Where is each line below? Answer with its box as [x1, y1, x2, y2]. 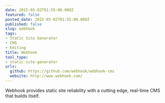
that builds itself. [5, 92, 40, 99]
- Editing [5, 45, 26, 50]
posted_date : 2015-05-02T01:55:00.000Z [5, 17, 90, 22]
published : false [5, 21, 42, 27]
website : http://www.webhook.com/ [10, 74, 83, 79]
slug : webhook [5, 26, 36, 31]
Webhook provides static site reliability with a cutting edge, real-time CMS [5, 87, 160, 93]
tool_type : [5, 54, 28, 60]
